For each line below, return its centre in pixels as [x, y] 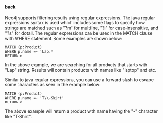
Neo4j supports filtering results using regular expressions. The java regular [80, 18]
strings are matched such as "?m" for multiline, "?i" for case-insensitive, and [82, 28]
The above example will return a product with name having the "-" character [81, 111]
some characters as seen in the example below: [53, 85]
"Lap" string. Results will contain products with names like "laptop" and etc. [81, 70]
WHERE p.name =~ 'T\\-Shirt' [35, 98]
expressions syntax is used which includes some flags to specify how [75, 23]
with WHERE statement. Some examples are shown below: [64, 39]
